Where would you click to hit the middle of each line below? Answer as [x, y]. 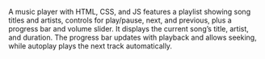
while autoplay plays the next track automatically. [90, 46]
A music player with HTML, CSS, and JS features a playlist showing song [130, 12]
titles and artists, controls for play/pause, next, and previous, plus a [120, 20]
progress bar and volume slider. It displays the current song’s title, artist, [128, 29]
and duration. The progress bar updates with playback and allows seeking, [132, 37]
